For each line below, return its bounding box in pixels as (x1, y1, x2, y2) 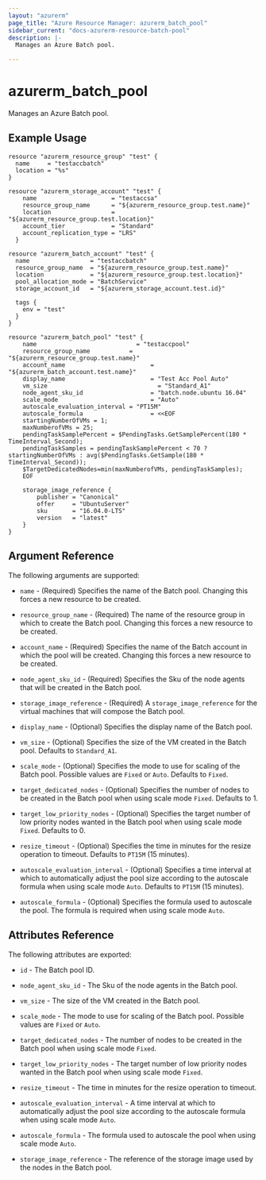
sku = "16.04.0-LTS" (37, 507, 126, 515)
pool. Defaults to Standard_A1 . (19, 746, 118, 755)
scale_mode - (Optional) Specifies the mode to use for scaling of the (19, 761, 241, 770)
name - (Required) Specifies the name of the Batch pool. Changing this (19, 585, 249, 596)
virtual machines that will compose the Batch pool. (19, 706, 185, 715)
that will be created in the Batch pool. (19, 682, 142, 692)
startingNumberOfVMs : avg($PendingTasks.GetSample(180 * (8, 451, 204, 459)
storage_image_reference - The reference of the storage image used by (19, 1154, 254, 1163)
